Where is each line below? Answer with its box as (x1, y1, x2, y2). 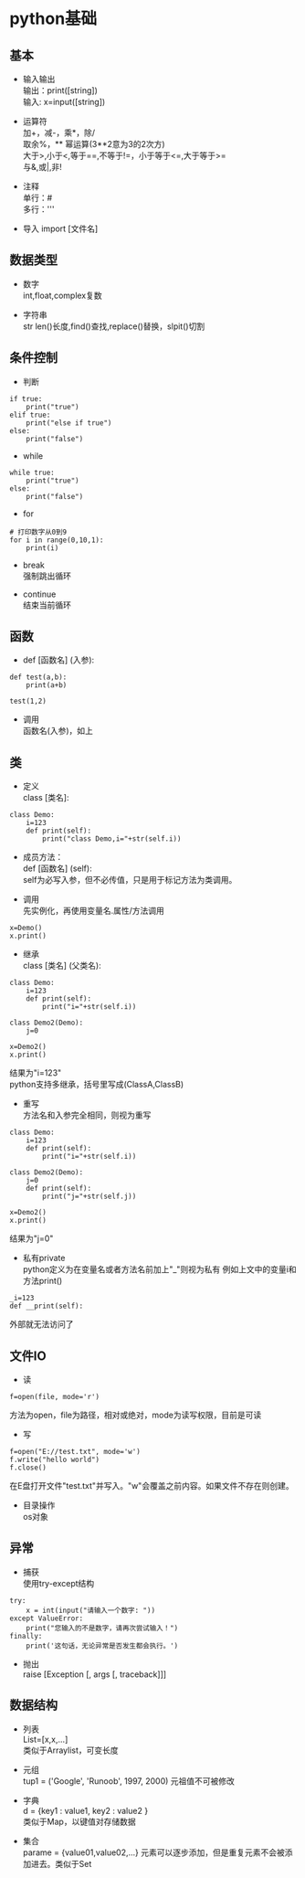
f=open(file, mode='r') (9, 1393, 100, 1402)
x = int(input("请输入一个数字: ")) (26, 1606, 156, 1615)
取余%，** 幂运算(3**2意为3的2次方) (22, 139, 166, 149)
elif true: (9, 410, 51, 419)
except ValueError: (9, 1614, 84, 1623)
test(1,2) (9, 696, 47, 706)
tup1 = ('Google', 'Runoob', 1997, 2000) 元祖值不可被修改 (22, 1775, 236, 1787)
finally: (9, 1631, 43, 1640)
